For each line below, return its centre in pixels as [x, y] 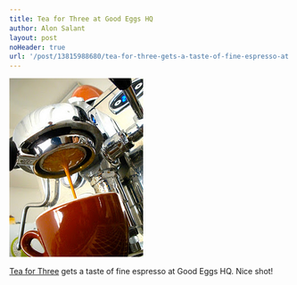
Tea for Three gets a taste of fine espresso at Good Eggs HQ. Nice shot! [141, 272]
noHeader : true [37, 47]
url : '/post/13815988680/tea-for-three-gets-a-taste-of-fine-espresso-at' [151, 57]
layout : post [33, 38]
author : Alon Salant [48, 28]
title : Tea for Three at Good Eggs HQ [81, 19]
